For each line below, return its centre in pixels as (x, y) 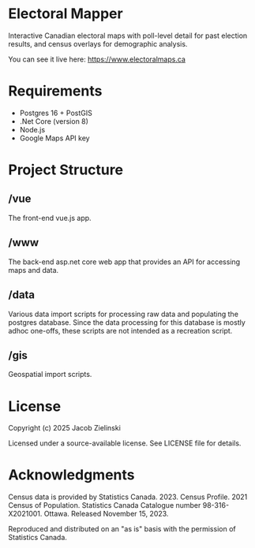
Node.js (32, 129)
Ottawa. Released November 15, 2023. (106, 514)
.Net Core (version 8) (54, 121)
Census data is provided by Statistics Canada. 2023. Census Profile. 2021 (128, 497)
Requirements (55, 91)
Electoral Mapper (66, 14)
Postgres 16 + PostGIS (56, 113)
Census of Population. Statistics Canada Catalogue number (105, 505)
